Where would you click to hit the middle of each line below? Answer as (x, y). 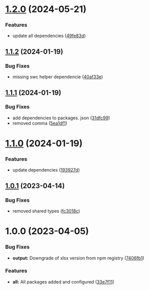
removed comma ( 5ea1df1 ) (40, 123)
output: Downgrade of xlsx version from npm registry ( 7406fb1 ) (78, 258)
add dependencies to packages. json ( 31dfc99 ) (61, 118)
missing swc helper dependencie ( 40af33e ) (58, 77)
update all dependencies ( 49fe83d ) (49, 36)
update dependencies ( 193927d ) (46, 170)
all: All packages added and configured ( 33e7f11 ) (63, 281)
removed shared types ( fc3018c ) (46, 211)
